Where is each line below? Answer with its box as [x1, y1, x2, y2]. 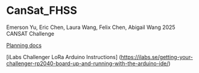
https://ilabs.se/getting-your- [121, 53, 193, 60]
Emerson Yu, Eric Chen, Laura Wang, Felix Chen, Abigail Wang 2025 [6, 24, 176, 31]
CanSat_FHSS [6, 4, 77, 17]
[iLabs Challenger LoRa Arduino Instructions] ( [6, 53, 122, 60]
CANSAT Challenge [6, 30, 54, 37]
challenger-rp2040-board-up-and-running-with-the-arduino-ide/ [6, 60, 169, 67]
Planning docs [6, 42, 42, 49]
